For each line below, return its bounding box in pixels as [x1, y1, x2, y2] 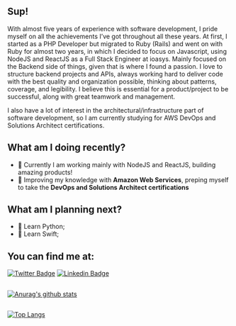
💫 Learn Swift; [17, 230, 60, 238]
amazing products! [17, 168, 73, 176]
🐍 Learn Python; [17, 223, 65, 231]
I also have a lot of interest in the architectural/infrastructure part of [7, 106, 204, 114]
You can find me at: [7, 250, 94, 262]
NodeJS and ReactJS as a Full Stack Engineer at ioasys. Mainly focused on [7, 55, 227, 63]
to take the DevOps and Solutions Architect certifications [17, 183, 189, 191]
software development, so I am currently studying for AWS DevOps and [7, 113, 216, 122]
